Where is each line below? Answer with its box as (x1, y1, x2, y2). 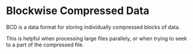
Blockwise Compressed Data (6, 4, 150, 18)
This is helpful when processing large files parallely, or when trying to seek (6, 35, 187, 42)
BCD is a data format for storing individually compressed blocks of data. (6, 23, 181, 31)
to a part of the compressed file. (6, 41, 84, 48)
